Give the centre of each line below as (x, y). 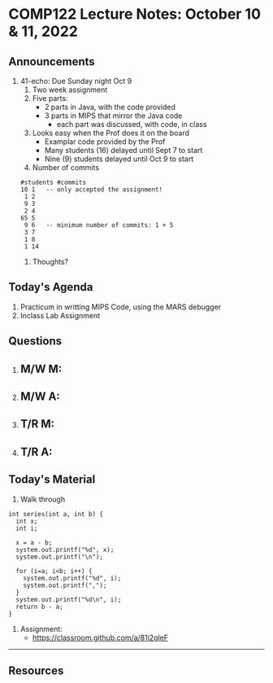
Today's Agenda (51, 287)
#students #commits (53, 182)
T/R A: (36, 451)
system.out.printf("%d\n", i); (69, 599)
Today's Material (52, 480)
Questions (35, 341)
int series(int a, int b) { (56, 514)
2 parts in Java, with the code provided (110, 107)
